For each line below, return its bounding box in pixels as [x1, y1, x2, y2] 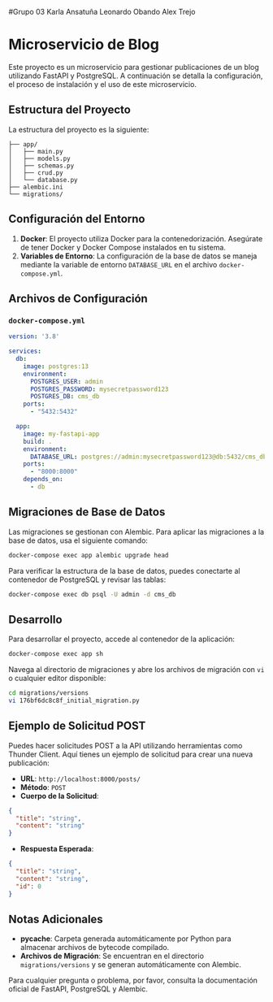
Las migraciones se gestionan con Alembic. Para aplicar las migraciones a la [8, 527, 265, 536]
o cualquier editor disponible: [8, 674, 106, 683]
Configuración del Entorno [8, 212, 145, 226]
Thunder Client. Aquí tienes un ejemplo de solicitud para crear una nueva [8, 749, 253, 759]
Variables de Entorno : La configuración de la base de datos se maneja [19, 251, 258, 261]
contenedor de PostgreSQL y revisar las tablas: [8, 575, 167, 584]
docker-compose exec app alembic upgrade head [8, 551, 169, 559]
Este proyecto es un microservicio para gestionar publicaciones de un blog [8, 62, 260, 72]
